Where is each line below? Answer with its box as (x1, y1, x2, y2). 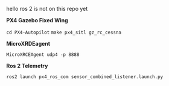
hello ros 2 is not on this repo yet (6, 5, 88, 12)
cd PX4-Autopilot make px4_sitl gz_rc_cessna (6, 29, 122, 35)
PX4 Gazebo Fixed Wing (6, 17, 68, 23)
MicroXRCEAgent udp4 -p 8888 (6, 52, 80, 58)
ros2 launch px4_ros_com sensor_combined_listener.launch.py (6, 74, 164, 80)
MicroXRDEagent (6, 40, 50, 47)
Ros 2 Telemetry (6, 63, 48, 69)
